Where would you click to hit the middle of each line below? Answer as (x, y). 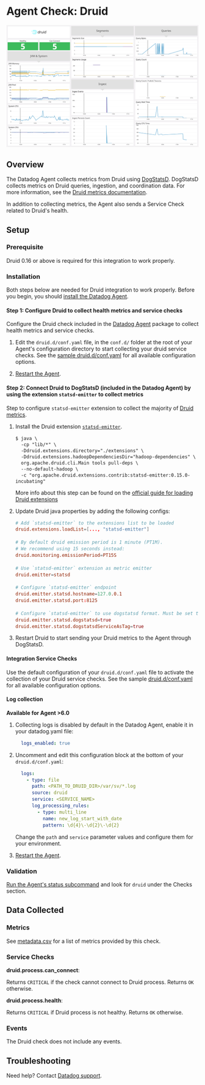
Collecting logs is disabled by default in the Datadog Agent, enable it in (104, 725)
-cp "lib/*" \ (39, 444)
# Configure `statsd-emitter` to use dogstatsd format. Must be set (104, 613)
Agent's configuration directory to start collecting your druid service (101, 349)
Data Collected (35, 910)
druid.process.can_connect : (43, 970)
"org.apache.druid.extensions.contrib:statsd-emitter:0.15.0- (110, 475)
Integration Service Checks (42, 659)
